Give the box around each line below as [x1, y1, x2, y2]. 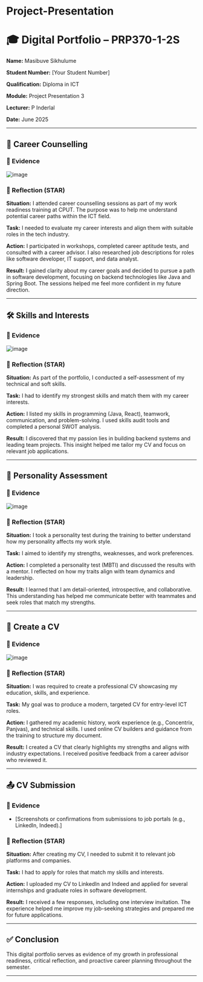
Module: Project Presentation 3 [6, 93, 85, 100]
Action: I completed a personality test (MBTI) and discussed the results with [6, 561, 196, 569]
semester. [6, 963, 31, 971]
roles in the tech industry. [6, 231, 69, 238]
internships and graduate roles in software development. [6, 887, 147, 894]
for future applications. [6, 911, 63, 919]
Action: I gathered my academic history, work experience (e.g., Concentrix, [6, 719, 195, 726]
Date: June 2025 [6, 116, 49, 123]
